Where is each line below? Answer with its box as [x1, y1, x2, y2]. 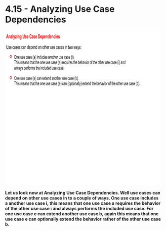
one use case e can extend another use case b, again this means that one [5, 211, 159, 217]
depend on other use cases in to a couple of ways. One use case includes [5, 195, 159, 201]
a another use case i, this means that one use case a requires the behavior [5, 200, 161, 206]
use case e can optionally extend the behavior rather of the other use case [5, 216, 161, 222]
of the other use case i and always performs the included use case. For [5, 205, 154, 211]
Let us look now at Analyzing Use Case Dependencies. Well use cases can [5, 190, 161, 195]
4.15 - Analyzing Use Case [5, 3, 115, 15]
